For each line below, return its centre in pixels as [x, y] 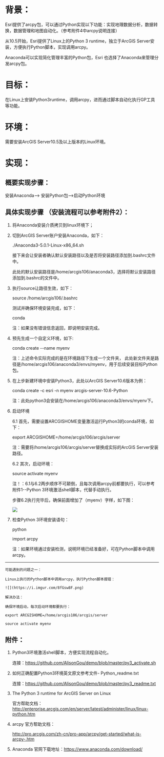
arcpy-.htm [23, 739]
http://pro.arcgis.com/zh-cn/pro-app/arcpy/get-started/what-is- [77, 734]
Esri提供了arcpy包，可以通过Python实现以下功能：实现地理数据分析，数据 [79, 24]
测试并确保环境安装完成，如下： [44, 308]
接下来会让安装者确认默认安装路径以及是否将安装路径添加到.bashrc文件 [84, 255]
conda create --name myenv [41, 348]
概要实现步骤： [28, 183]
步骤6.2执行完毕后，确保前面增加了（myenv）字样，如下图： [73, 500]
